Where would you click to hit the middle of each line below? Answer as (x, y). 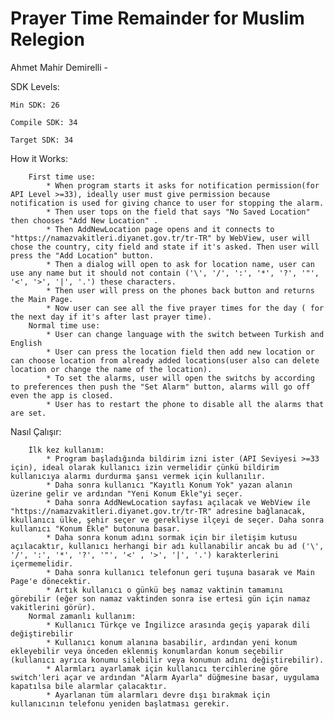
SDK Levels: (35, 86)
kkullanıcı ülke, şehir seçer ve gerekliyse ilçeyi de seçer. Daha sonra (167, 520)
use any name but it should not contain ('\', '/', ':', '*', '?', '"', (165, 273)
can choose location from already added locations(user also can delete (165, 360)
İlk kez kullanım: (66, 450)
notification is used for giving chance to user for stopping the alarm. (167, 203)
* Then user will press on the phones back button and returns (180, 290)
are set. (28, 413)
